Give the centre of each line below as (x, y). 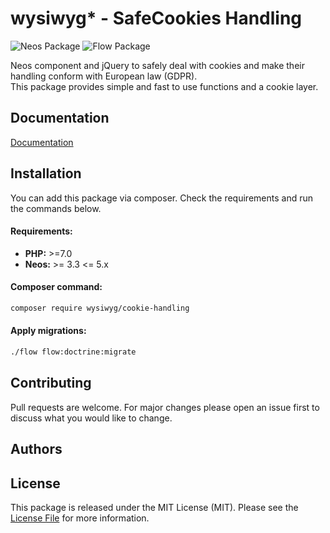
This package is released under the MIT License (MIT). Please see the (154, 507)
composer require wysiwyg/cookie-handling (100, 308)
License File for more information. (80, 518)
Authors (36, 449)
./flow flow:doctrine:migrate (73, 352)
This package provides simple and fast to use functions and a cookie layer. (164, 86)
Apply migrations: (48, 331)
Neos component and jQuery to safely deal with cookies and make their (157, 65)
